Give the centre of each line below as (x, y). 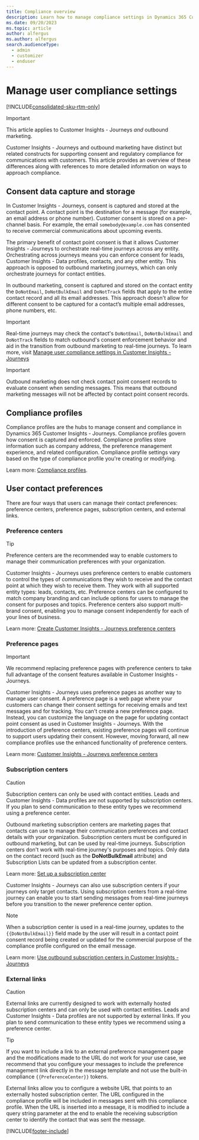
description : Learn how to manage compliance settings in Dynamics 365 (96, 17)
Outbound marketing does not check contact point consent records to (92, 382)
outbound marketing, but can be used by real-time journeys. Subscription (96, 843)
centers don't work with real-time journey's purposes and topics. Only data (98, 849)
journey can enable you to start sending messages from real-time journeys (97, 898)
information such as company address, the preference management (89, 446)
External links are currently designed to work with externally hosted (89, 1003)
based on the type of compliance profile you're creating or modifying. (91, 459)
